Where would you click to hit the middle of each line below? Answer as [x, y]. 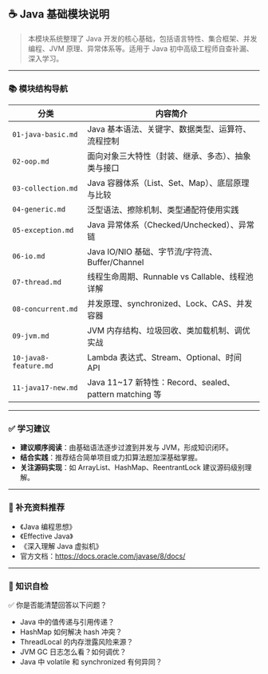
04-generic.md [39, 209]
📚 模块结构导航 [38, 89]
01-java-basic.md [45, 135]
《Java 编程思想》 [48, 526]
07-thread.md [37, 282]
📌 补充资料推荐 [37, 507]
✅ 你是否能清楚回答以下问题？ [58, 605]
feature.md [33, 366]
